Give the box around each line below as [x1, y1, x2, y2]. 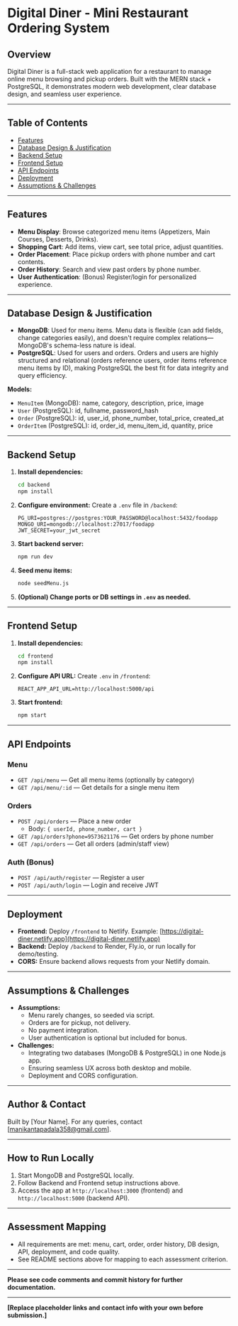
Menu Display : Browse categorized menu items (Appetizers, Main [17, 227, 210, 236]
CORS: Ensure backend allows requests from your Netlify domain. [17, 957, 210, 966]
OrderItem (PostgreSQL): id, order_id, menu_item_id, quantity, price [17, 421, 213, 430]
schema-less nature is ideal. [53, 341, 136, 349]
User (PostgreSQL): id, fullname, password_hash [17, 406, 159, 415]
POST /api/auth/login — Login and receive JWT [17, 881, 159, 889]
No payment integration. [28, 1026, 99, 1035]
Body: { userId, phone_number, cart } [28, 825, 143, 833]
